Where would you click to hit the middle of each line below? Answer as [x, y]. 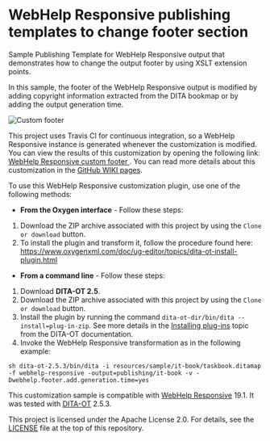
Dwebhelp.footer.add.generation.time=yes [79, 380]
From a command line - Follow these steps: [92, 275]
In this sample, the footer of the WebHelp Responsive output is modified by [133, 87]
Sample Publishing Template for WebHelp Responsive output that [116, 54]
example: [35, 351]
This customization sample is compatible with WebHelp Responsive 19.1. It [131, 395]
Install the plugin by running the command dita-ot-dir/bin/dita [127, 317]
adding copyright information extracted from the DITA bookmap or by [124, 95]
